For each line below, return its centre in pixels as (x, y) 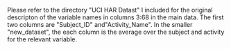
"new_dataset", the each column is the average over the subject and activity (116, 32)
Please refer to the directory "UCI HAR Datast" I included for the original (110, 10)
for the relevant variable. (42, 39)
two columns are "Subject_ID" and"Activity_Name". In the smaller (100, 24)
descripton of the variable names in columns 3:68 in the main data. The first (115, 17)
